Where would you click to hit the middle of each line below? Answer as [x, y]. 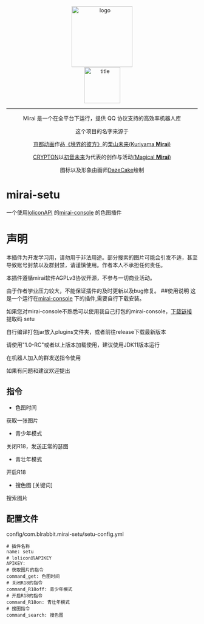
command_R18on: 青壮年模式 [38, 602]
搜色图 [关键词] [34, 485]
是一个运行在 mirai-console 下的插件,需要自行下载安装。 [76, 298]
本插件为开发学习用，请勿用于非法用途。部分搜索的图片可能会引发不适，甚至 [102, 257]
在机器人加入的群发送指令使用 [43, 358]
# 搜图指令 [18, 608]
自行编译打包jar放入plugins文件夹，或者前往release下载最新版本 [86, 331]
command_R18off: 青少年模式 [39, 589]
